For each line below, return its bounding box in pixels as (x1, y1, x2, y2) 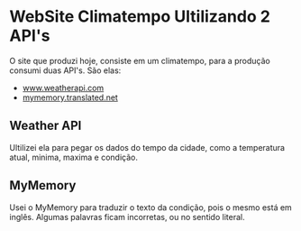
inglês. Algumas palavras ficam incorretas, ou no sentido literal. (9, 211, 245, 222)
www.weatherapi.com (22, 82, 105, 93)
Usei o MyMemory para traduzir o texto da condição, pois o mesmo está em (9, 201, 293, 213)
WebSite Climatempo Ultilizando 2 (9, 6, 270, 27)
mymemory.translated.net (22, 92, 119, 103)
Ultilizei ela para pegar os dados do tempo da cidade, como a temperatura (9, 142, 286, 152)
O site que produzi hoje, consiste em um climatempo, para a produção (9, 55, 270, 66)
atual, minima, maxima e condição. (9, 152, 138, 162)
